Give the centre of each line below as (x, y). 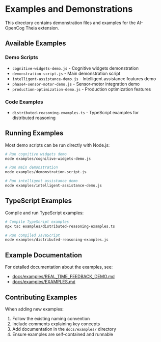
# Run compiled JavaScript (33, 235)
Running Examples (34, 133)
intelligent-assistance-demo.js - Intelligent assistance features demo (84, 78)
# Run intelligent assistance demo (41, 181)
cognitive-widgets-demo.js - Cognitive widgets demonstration (75, 68)
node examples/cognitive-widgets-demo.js (48, 158)
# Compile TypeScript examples (37, 222)
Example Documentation (44, 255)
